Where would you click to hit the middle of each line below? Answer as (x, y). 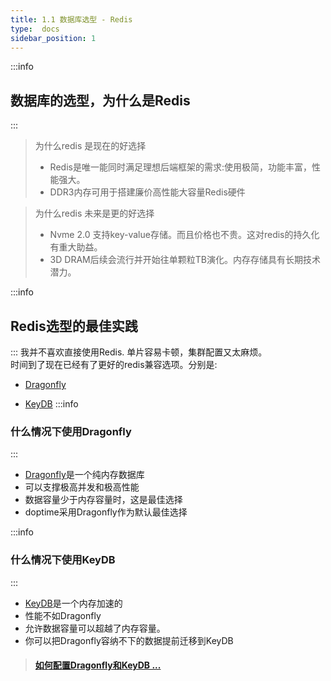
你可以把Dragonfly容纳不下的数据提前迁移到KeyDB (129, 640)
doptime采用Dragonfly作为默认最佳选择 (106, 512)
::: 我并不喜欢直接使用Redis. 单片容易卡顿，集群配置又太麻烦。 (139, 352)
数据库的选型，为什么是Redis (100, 100)
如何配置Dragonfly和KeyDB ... (98, 665)
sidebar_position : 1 (53, 38)
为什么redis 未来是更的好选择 (94, 213)
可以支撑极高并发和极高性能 (82, 487)
